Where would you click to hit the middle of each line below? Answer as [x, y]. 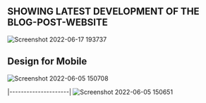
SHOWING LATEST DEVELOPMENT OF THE [103, 12]
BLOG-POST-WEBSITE [57, 23]
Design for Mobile [47, 61]
